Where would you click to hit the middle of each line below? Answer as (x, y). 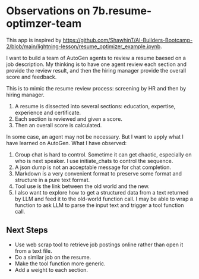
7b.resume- (122, 11)
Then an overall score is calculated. (58, 125)
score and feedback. (31, 77)
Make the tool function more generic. (60, 264)
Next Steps (27, 230)
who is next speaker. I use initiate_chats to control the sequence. (94, 161)
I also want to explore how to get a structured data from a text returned (102, 192)
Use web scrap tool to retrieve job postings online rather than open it (99, 244)
